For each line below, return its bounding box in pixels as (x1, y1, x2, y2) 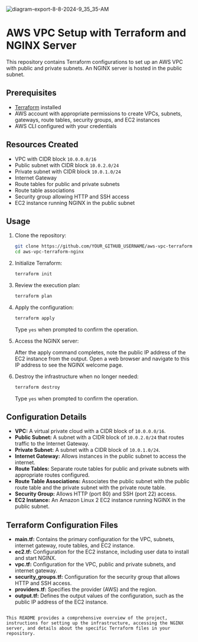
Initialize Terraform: (14, 260, 63, 267)
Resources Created (6, 139, 79, 150)
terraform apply (14, 315, 55, 321)
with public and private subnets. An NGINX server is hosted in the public (6, 64, 182, 71)
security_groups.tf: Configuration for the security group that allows (14, 573, 180, 581)
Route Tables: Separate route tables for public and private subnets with (14, 465, 190, 472)
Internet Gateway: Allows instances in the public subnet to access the (14, 452, 186, 460)
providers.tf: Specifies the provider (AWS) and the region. (14, 586, 157, 593)
